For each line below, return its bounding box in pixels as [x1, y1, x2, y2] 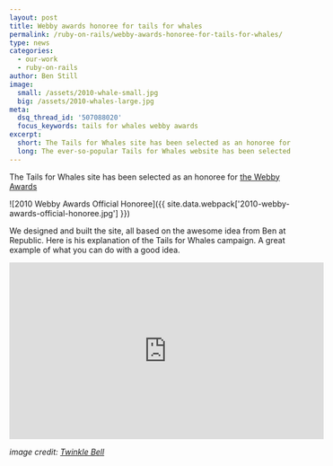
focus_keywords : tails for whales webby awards [17, 122, 199, 131]
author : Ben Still [9, 72, 78, 81]
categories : [9, 47, 54, 56]
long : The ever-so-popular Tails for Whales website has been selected [17, 146, 292, 155]
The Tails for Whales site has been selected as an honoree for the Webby [9, 171, 280, 182]
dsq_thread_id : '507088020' [17, 113, 123, 122]
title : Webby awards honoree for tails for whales [9, 22, 203, 31]
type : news [9, 38, 50, 48]
